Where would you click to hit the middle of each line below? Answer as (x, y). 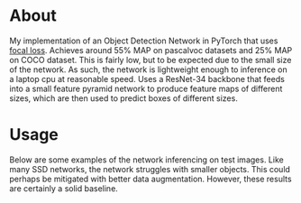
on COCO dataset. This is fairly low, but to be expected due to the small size (150, 60)
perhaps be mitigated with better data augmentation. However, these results (150, 179)
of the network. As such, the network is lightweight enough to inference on (149, 69)
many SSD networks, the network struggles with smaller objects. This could (150, 169)
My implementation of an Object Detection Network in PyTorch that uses (144, 41)
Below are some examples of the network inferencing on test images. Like (146, 160)
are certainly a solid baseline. (64, 188)
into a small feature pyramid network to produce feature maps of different (146, 88)
